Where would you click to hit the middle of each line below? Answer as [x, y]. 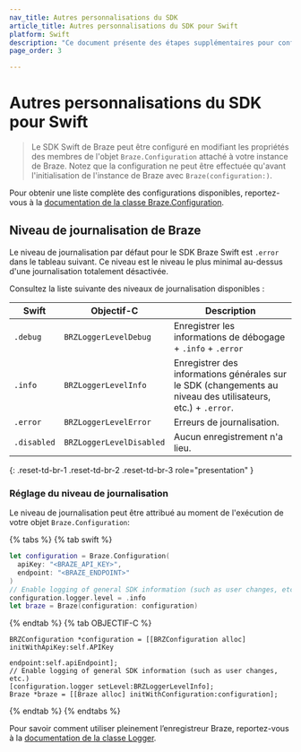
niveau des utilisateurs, [222, 396]
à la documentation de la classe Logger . [83, 738]
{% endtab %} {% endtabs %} [65, 711]
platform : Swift [39, 34]
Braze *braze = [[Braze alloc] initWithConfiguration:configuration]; [144, 695]
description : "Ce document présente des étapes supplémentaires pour [142, 43]
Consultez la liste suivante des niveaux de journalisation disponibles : [137, 289]
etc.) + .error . [204, 407]
